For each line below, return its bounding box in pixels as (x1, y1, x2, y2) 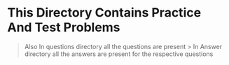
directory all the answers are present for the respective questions (24, 50, 214, 58)
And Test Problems (7, 19, 120, 35)
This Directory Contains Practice (7, 5, 202, 21)
